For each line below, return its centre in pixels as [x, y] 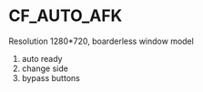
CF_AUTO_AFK [66, 16]
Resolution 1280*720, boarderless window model [101, 41]
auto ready [42, 58]
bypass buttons [51, 77]
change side [45, 68]
